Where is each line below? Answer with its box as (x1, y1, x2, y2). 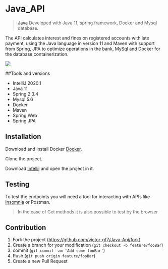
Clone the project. (5, 155, 43, 162)
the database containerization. (5, 51, 69, 57)
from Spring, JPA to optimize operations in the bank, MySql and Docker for (5, 46, 160, 52)
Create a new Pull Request (12, 258, 68, 264)
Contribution (5, 223, 46, 232)
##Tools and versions (5, 70, 50, 76)
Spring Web (12, 112, 37, 118)
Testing (5, 180, 30, 189)
